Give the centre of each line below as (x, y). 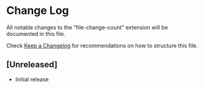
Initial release (32, 79)
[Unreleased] (32, 65)
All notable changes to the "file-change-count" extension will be (87, 27)
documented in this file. (36, 33)
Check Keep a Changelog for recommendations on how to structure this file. (102, 46)
